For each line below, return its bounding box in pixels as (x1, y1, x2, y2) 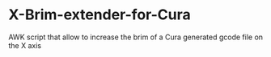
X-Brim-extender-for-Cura (8, 6, 192, 24)
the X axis (8, 40, 42, 50)
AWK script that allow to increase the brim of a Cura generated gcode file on (8, 32, 264, 42)
